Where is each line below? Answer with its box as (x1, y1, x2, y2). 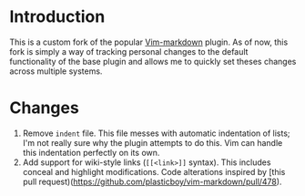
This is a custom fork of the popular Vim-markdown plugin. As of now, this (9, 36, 289, 47)
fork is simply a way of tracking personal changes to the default (9, 46, 249, 57)
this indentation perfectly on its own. (22, 147, 160, 158)
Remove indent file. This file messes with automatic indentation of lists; (22, 128, 290, 139)
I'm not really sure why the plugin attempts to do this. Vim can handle (22, 137, 283, 148)
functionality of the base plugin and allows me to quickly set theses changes (9, 56, 297, 67)
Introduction (9, 6, 106, 27)
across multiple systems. (9, 66, 103, 77)
